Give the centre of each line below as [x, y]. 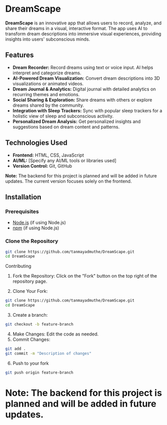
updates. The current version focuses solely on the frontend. [69, 181]
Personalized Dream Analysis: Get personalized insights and [76, 121]
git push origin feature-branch [39, 372]
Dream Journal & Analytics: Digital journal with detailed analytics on [84, 89]
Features [19, 55]
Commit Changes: [31, 339]
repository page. [30, 281]
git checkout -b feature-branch [39, 324]
